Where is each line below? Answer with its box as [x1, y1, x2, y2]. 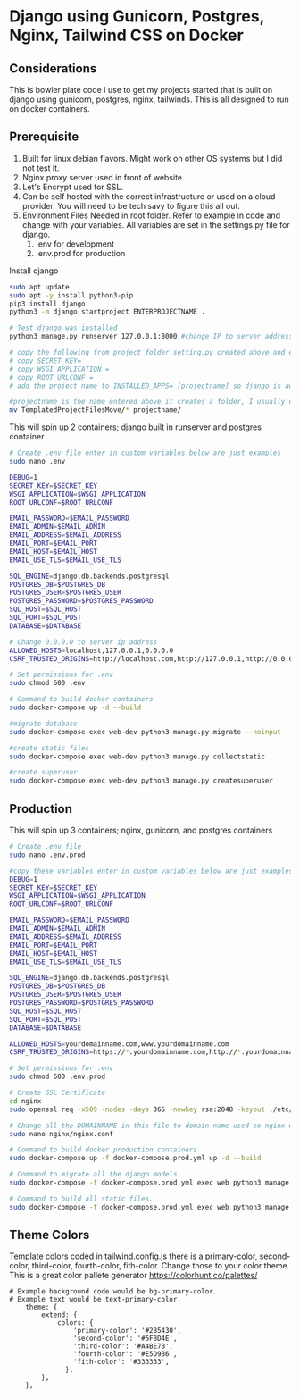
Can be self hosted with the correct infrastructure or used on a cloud [21, 190, 276, 202]
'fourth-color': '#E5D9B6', [72, 1350, 178, 1359]
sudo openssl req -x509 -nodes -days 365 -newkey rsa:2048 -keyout [9, 1105, 266, 1114]
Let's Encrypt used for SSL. [21, 181, 123, 192]
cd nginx [9, 1096, 42, 1105]
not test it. [21, 163, 60, 173]
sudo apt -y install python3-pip [9, 290, 134, 300]
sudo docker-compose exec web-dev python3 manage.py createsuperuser [9, 776, 274, 785]
